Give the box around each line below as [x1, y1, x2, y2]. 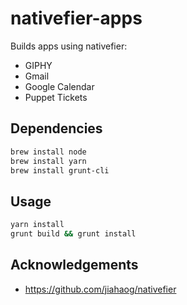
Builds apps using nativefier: [10, 40, 128, 52]
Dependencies [10, 120, 103, 137]
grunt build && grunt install [10, 229, 137, 239]
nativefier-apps [10, 7, 143, 30]
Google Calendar [24, 80, 95, 92]
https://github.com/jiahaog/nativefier [24, 283, 177, 295]
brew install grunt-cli [10, 165, 110, 176]
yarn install [10, 220, 65, 230]
